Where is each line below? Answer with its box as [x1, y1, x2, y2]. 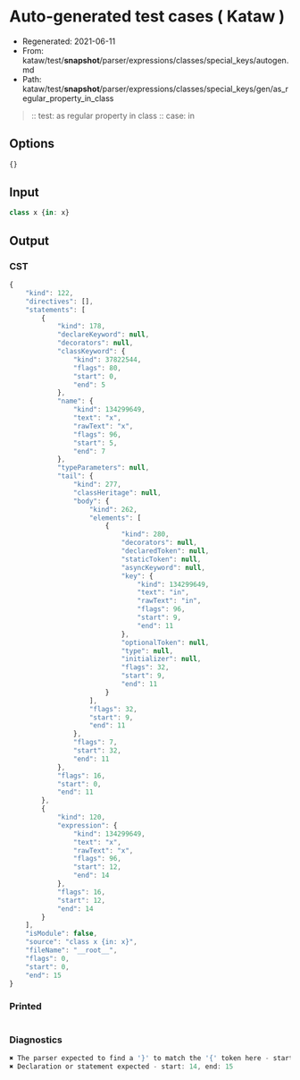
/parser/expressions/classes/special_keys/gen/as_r [99, 83, 288, 94]
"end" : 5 [72, 380, 105, 389]
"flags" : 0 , [25, 954, 70, 963]
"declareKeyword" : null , [56, 330, 150, 339]
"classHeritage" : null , [72, 488, 162, 497]
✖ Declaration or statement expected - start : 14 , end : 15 [9, 1062, 234, 1071]
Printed [9, 1000, 42, 1013]
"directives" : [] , [25, 297, 94, 306]
